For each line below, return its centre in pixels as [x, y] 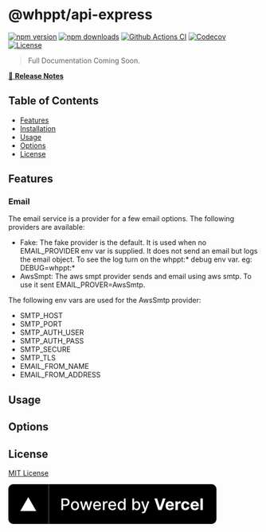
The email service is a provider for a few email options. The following [121, 219]
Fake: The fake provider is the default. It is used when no [113, 243]
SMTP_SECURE [45, 349]
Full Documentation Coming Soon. [84, 60]
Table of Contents [54, 101]
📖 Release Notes [36, 76]
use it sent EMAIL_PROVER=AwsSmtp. [82, 285]
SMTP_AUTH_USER [52, 332]
